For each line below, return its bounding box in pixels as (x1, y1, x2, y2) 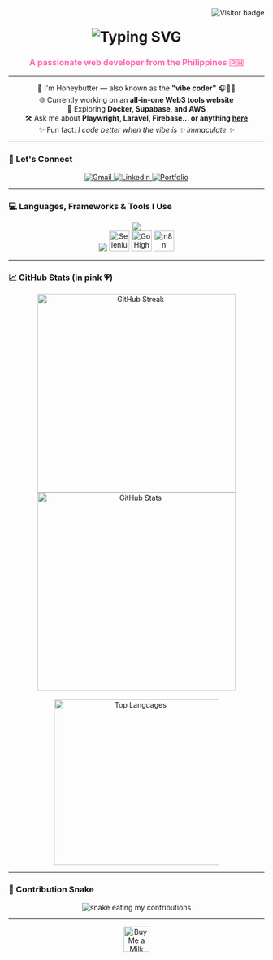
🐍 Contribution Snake (8, 883, 95, 895)
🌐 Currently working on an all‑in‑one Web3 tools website (39, 95, 234, 105)
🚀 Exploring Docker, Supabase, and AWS (67, 104, 206, 114)
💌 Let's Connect (8, 154, 73, 165)
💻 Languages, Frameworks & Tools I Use (8, 200, 172, 212)
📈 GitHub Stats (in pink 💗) (8, 272, 114, 283)
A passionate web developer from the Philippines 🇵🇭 (28, 57, 245, 68)
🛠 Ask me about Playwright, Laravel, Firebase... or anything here (24, 113, 249, 123)
